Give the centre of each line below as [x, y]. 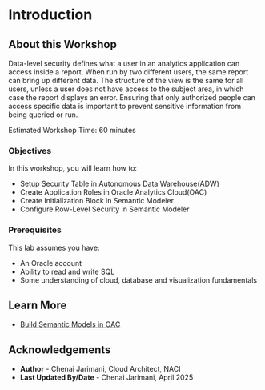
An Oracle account [51, 263]
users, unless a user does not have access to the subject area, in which [126, 89]
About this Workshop [63, 44]
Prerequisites [35, 230]
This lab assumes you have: [54, 247]
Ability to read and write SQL [67, 271]
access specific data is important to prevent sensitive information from [125, 106]
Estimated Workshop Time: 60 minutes [72, 130]
